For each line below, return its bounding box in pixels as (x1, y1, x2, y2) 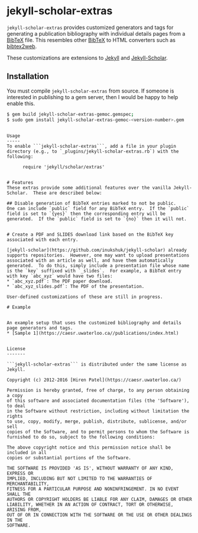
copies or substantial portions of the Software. (7, 455, 132, 461)
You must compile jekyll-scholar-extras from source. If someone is (7, 87, 174, 94)
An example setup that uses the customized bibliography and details (7, 319, 182, 326)
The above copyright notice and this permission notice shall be (7, 444, 171, 450)
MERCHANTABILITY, (7, 481, 50, 487)
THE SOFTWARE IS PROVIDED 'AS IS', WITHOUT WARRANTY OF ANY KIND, (7, 465, 174, 471)
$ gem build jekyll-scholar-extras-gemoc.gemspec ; (7, 111, 134, 117)
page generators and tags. (7, 325, 73, 331)
